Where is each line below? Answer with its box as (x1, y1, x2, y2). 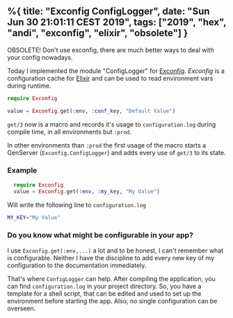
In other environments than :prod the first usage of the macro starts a (7, 141, 207, 149)
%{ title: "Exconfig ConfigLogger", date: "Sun (7, 6, 210, 17)
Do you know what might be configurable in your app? (7, 230, 193, 240)
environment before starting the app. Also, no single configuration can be (7, 296, 218, 305)
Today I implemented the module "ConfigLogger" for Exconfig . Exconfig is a (7, 66, 225, 75)
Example (7, 166, 38, 175)
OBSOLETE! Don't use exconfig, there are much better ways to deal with (7, 45, 214, 54)
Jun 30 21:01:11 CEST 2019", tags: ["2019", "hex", (7, 17, 227, 29)
